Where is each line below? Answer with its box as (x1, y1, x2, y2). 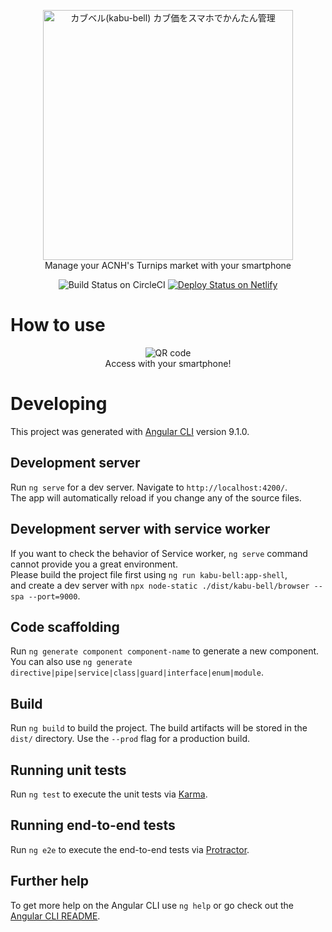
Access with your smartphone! (104, 357, 232, 369)
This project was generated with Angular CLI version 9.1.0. (10, 425, 250, 437)
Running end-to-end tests (10, 817, 176, 834)
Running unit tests (10, 761, 127, 779)
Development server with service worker (10, 521, 271, 538)
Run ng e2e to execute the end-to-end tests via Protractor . (10, 843, 250, 855)
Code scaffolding (10, 618, 120, 635)
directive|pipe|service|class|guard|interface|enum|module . (10, 666, 264, 679)
